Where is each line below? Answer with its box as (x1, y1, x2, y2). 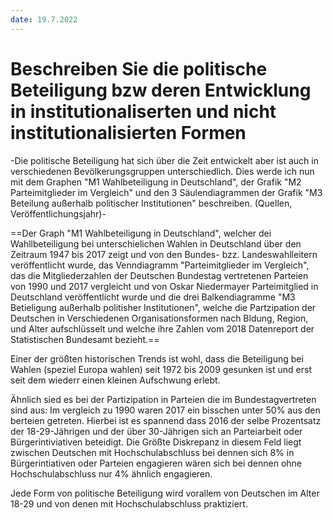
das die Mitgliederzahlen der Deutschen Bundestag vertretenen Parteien (10, 269, 309, 281)
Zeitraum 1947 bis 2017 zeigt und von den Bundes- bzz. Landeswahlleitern (10, 248, 318, 260)
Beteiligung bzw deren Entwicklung (10, 79, 312, 101)
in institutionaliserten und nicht (10, 100, 277, 123)
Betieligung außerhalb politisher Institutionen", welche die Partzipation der (10, 301, 317, 313)
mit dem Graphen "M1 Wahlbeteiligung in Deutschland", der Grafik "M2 (10, 176, 302, 188)
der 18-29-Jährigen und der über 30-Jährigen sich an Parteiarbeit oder (10, 425, 303, 437)
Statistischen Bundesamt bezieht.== (10, 333, 160, 345)
